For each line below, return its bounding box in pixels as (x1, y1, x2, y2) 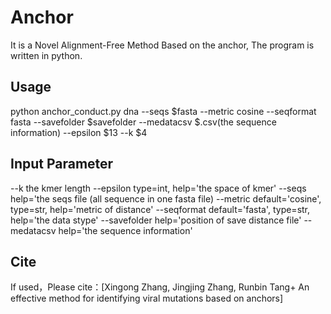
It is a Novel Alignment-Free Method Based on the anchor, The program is (10, 39, 315, 51)
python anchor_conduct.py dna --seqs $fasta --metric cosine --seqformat (10, 105, 317, 117)
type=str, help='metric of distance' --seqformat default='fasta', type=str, (10, 203, 311, 215)
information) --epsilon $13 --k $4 (10, 126, 148, 138)
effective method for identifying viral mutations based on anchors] (10, 292, 284, 305)
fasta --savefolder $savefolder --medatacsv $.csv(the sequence (10, 116, 277, 128)
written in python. (10, 49, 83, 61)
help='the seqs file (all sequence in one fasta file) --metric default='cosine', (10, 192, 322, 205)
